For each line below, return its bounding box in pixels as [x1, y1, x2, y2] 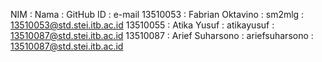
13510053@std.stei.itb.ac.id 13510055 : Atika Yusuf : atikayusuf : [10, 19, 275, 31]
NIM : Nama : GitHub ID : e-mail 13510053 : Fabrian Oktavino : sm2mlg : [10, 9, 305, 20]
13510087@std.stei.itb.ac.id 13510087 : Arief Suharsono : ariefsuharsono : [10, 30, 314, 41]
